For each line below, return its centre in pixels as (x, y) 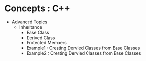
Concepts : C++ (38, 9)
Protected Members (46, 42)
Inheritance (30, 27)
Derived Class (41, 38)
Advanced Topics (29, 22)
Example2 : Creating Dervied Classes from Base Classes (84, 53)
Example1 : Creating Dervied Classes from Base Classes (83, 48)
